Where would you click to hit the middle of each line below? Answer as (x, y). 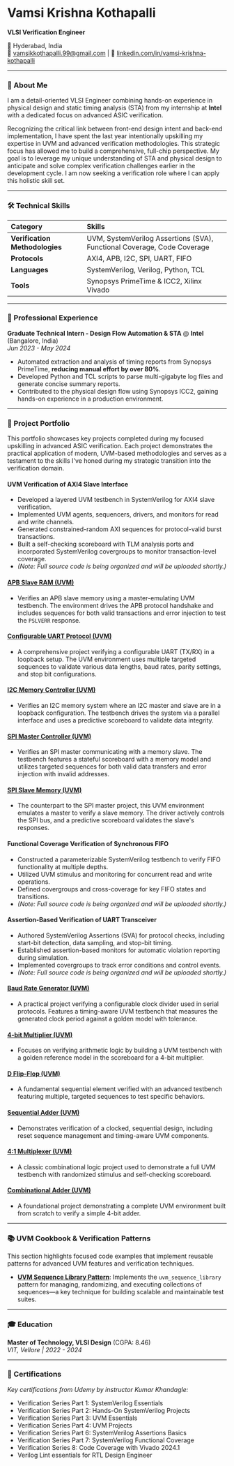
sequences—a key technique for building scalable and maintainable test (120, 1292)
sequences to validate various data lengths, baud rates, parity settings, (119, 666)
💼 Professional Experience (53, 318)
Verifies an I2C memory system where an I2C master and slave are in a (119, 705)
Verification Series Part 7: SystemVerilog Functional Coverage (106, 1440)
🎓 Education (30, 1324)
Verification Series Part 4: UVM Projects (75, 1425)
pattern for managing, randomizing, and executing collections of (109, 1284)
